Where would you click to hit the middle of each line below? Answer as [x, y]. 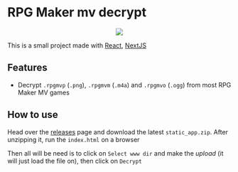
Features [27, 68]
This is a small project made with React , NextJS [77, 45]
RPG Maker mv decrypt [77, 12]
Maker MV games [43, 92]
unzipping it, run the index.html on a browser [74, 139]
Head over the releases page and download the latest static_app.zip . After [118, 131]
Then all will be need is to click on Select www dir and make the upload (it [115, 153]
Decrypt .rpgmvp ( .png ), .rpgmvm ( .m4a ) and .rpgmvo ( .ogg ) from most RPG [124, 85]
